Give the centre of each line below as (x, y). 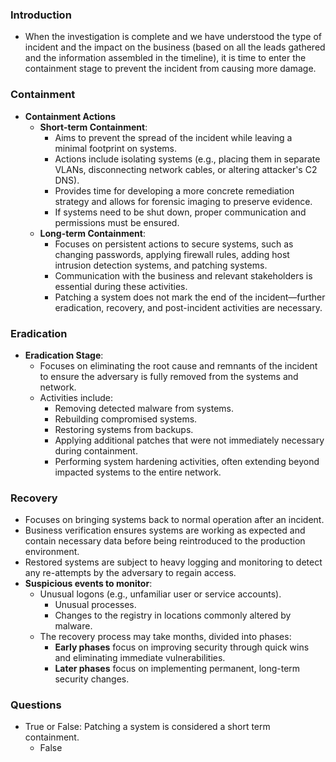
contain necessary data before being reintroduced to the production (165, 541)
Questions (36, 705)
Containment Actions (70, 116)
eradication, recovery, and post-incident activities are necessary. (188, 307)
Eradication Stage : (64, 355)
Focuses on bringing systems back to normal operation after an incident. (174, 520)
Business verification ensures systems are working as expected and (165, 530)
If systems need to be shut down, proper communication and (180, 212)
